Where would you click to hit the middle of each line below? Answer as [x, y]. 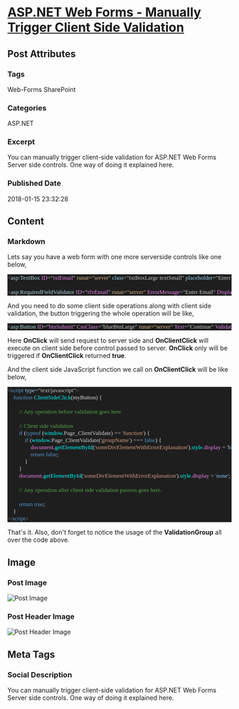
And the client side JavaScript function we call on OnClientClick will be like [118, 369]
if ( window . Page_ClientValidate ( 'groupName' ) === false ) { [93, 440]
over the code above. [38, 540]
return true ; [32, 504]
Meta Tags [31, 655]
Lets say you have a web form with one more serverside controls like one [115, 257]
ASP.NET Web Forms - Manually [104, 12]
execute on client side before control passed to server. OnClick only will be [117, 348]
